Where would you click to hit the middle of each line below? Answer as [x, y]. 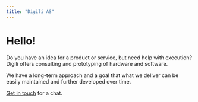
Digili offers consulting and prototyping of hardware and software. [87, 63]
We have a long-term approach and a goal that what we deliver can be [92, 75]
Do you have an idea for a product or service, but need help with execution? [99, 58]
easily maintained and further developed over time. [69, 81]
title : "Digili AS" [30, 12]
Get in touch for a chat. [34, 93]
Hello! [21, 41]
